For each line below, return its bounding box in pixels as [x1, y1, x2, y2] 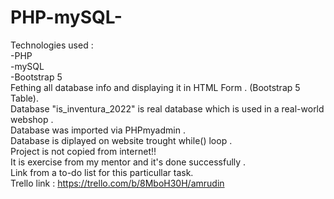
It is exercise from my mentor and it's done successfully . [10, 156, 247, 168]
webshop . [10, 113, 54, 125]
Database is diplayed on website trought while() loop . [10, 134, 233, 146]
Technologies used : [10, 39, 94, 51]
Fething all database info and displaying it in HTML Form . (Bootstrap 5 [10, 81, 301, 93]
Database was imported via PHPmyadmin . [10, 124, 186, 136]
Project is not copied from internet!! [10, 145, 157, 157]
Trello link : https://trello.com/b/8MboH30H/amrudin [10, 177, 225, 189]
